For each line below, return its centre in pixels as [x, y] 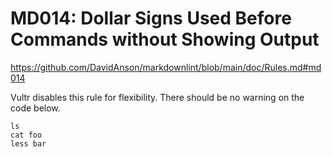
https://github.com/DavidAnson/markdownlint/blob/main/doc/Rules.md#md [166, 67]
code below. [35, 108]
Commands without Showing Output [165, 39]
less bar [28, 143]
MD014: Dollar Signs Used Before [151, 18]
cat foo [26, 135]
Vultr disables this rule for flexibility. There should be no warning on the [157, 97]
